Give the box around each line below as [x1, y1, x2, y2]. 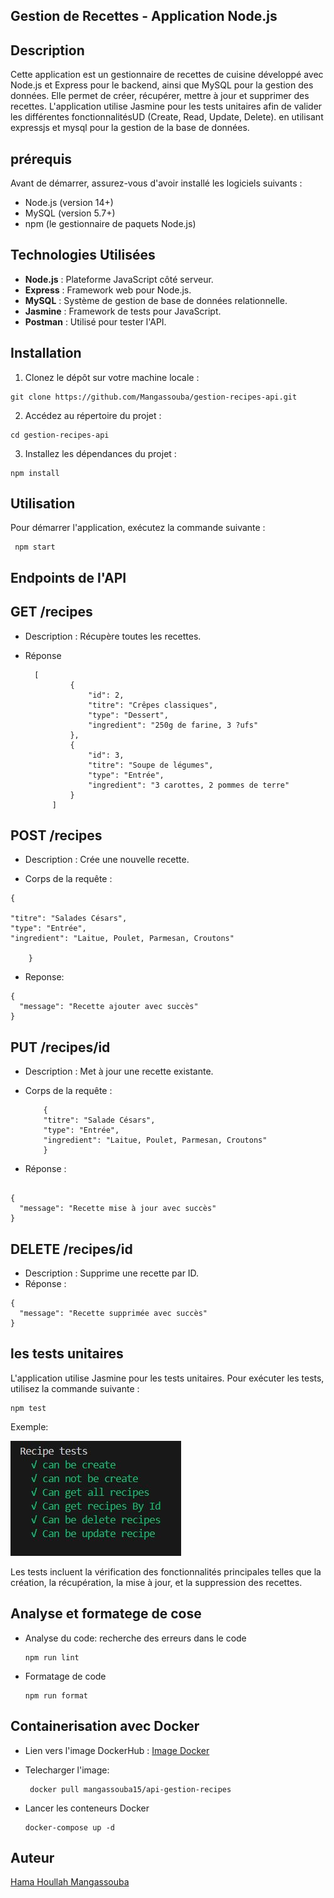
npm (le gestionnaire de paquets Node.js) [24, 218, 197, 230]
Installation [10, 345, 82, 362]
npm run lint [24, 1652, 80, 1663]
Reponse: [24, 971, 65, 983]
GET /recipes [10, 604, 93, 621]
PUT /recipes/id [10, 1039, 111, 1056]
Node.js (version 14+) [24, 197, 114, 209]
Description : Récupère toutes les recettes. [24, 630, 202, 642]
